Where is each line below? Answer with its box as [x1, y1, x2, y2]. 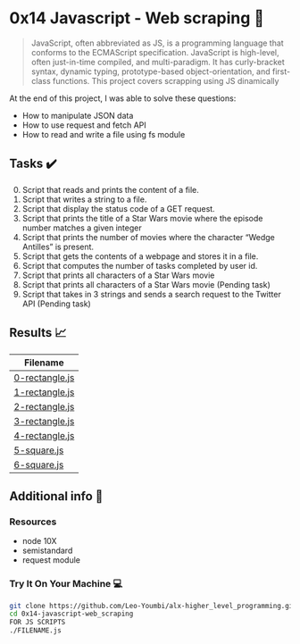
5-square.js [13, 444, 64, 456]
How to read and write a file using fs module [21, 129, 186, 139]
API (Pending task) [21, 298, 91, 309]
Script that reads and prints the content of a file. [21, 184, 199, 195]
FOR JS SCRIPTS [9, 618, 66, 627]
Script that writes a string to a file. [21, 194, 147, 205]
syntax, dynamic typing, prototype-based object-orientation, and [30, 66, 271, 77]
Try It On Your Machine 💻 [9, 578, 123, 590]
